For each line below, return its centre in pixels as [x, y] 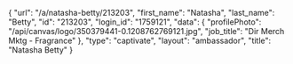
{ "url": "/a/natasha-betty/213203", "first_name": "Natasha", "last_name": [142, 13]
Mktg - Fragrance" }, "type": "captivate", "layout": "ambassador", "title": [140, 40]
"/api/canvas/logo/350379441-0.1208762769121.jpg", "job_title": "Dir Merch [146, 31]
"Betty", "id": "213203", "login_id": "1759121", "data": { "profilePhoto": [135, 22]
